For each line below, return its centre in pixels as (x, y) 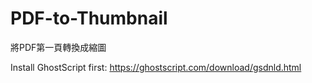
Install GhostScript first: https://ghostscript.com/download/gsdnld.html (156, 67)
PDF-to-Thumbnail (89, 18)
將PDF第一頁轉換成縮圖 (58, 47)
